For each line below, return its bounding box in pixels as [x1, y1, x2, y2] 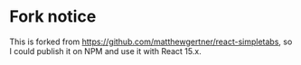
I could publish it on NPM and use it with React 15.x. [9, 45, 202, 56]
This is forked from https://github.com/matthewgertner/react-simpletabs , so [9, 36, 293, 47]
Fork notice [9, 6, 97, 27]
